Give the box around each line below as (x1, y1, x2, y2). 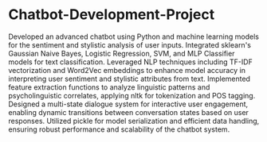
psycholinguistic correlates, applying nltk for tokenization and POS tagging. (8, 90, 256, 100)
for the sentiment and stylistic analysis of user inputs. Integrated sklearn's (8, 40, 251, 49)
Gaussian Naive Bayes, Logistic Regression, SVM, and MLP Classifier (8, 48, 235, 58)
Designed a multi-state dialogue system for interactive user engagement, (8, 99, 249, 109)
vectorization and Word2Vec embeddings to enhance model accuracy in (8, 65, 245, 75)
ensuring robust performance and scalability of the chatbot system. (8, 125, 230, 134)
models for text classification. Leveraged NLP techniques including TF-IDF (8, 57, 253, 67)
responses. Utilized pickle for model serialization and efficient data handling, (8, 116, 260, 125)
